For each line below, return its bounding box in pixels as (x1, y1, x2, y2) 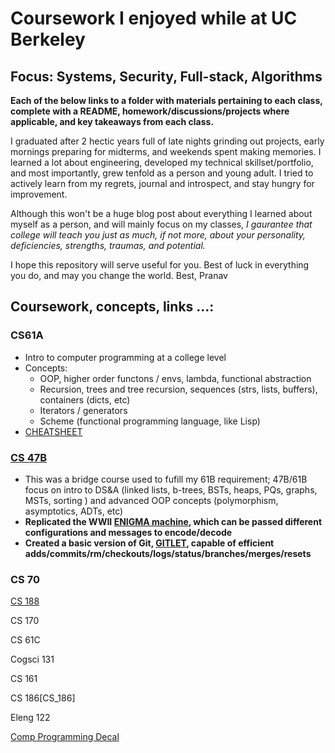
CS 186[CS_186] (10, 692, 76, 704)
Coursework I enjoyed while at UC (10, 7, 298, 30)
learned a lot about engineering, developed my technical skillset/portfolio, (10, 157, 314, 168)
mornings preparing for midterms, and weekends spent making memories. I (10, 146, 322, 157)
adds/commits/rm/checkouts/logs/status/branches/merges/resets (24, 547, 312, 559)
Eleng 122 (10, 712, 51, 724)
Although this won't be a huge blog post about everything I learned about (10, 208, 313, 219)
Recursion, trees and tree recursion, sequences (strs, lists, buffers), (39, 383, 318, 395)
